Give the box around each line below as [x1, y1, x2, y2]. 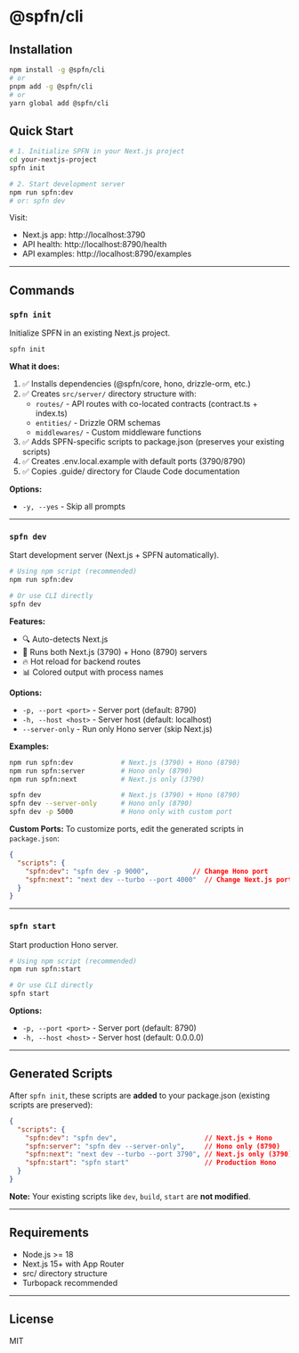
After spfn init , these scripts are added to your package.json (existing [9, 1090, 271, 1100]
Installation [9, 42, 73, 57]
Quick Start [9, 123, 74, 138]
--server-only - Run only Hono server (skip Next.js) [21, 723, 213, 734]
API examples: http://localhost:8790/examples [21, 248, 192, 260]
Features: [9, 616, 46, 627]
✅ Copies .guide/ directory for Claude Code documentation [21, 466, 240, 477]
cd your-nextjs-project [9, 155, 98, 164]
